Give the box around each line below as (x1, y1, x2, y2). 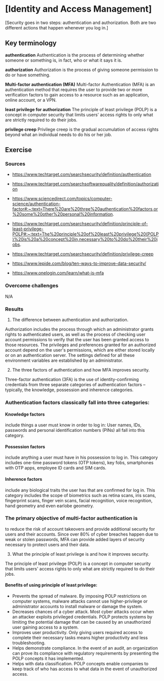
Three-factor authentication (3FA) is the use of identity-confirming (5, 376, 139, 382)
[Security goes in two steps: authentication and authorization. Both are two (5, 20, 157, 25)
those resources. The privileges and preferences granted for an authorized (5, 342, 156, 348)
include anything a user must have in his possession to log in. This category (5, 454, 158, 461)
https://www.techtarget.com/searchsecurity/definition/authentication (12, 171, 152, 177)
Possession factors (5, 444, 46, 449)
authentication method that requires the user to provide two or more (5, 87, 142, 93)
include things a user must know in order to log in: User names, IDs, (5, 422, 142, 428)
